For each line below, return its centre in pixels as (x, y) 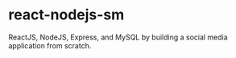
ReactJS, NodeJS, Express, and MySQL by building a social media (118, 37)
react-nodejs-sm (66, 15)
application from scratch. (50, 45)
